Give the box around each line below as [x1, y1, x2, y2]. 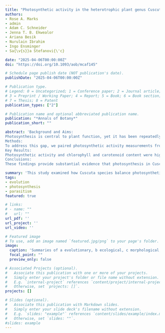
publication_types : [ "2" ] [5, 102, 58, 107]
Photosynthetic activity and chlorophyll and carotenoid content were [5, 152, 153, 158]
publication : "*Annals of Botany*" [5, 116, 78, 121]
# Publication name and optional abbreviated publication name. [5, 111, 139, 116]
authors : [5, 12, 23, 17]
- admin [5, 21, 21, 26]
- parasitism [5, 189, 32, 194]
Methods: [5, 138, 23, 143]
